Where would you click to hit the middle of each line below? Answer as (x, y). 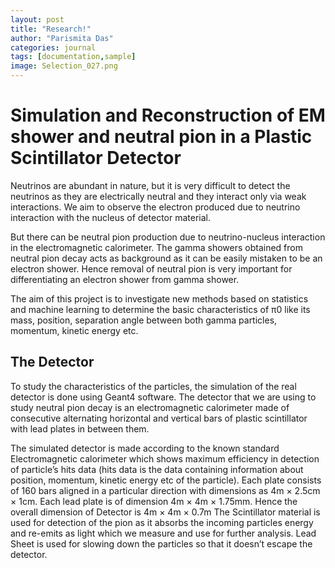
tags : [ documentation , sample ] (73, 57)
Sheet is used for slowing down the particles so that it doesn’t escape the (161, 543)
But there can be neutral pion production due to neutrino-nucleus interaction (168, 237)
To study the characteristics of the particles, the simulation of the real (153, 386)
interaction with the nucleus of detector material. (110, 217)
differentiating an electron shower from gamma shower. (125, 279)
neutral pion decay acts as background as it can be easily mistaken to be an (166, 258)
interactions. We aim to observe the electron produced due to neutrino (155, 207)
